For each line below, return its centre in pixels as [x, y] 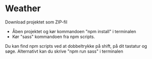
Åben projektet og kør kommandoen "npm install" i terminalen [74, 31]
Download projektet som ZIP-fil [36, 22]
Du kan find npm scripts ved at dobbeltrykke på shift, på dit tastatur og [76, 46]
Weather [23, 9]
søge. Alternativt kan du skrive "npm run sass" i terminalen [64, 51]
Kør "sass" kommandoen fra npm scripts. [53, 37]
